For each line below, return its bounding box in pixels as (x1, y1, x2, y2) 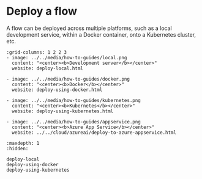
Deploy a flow (6, 4, 78, 18)
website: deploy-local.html (12, 65, 84, 71)
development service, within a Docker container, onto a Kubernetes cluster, (6, 31, 196, 38)
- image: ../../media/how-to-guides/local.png (6, 54, 127, 60)
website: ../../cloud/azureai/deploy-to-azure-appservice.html (12, 130, 176, 136)
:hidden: (6, 145, 29, 152)
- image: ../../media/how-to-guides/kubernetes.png (6, 97, 141, 103)
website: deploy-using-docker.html (12, 87, 103, 93)
